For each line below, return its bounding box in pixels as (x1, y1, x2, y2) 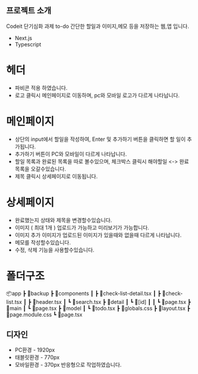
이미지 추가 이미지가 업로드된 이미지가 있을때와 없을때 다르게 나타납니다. (14, 231, 182, 238)
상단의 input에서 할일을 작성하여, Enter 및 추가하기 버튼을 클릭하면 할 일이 (14, 136, 186, 143)
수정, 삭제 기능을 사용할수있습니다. (14, 246, 95, 253)
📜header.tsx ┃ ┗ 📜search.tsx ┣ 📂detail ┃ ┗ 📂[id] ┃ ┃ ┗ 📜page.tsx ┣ (32, 298, 191, 305)
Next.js (14, 34, 33, 42)
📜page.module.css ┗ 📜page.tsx (6, 311, 83, 318)
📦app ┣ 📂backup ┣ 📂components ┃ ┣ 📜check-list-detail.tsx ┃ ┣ (6, 290, 161, 297)
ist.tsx (6, 298, 23, 305)
